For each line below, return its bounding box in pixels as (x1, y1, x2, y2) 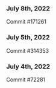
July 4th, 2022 (6, 62, 51, 70)
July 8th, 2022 (6, 4, 50, 13)
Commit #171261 (6, 18, 47, 25)
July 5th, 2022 (6, 33, 50, 42)
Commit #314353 (6, 47, 49, 54)
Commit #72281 (6, 76, 46, 83)
